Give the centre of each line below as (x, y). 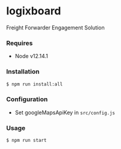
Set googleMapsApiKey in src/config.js (65, 112)
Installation (23, 72)
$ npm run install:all (34, 84)
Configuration (27, 99)
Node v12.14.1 (31, 56)
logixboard (34, 11)
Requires (19, 43)
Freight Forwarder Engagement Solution (55, 28)
